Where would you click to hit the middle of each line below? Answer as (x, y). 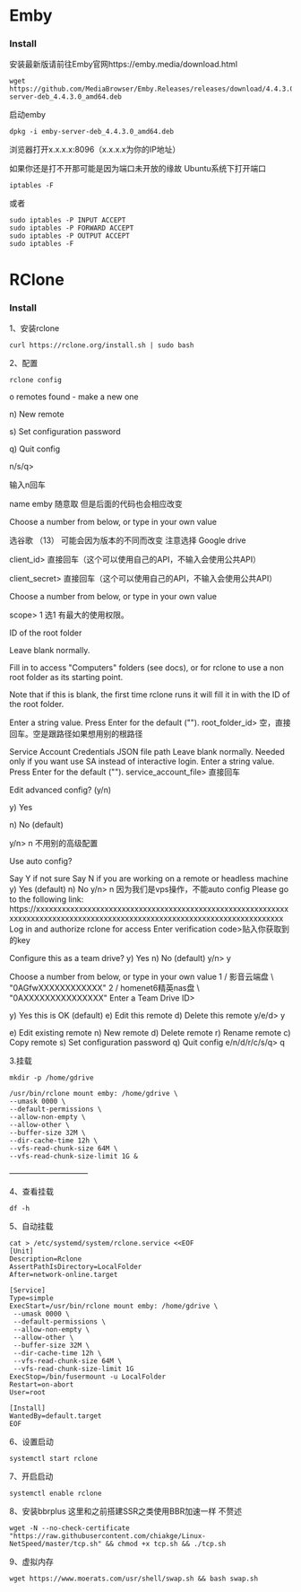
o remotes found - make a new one (74, 397)
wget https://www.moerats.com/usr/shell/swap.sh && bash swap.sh (133, 1579)
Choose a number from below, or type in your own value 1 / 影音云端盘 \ (142, 976)
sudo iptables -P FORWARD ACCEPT (72, 228)
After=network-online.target (64, 1274)
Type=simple (31, 1298)
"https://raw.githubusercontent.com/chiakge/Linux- (107, 1535)
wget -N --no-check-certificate (69, 1528)
